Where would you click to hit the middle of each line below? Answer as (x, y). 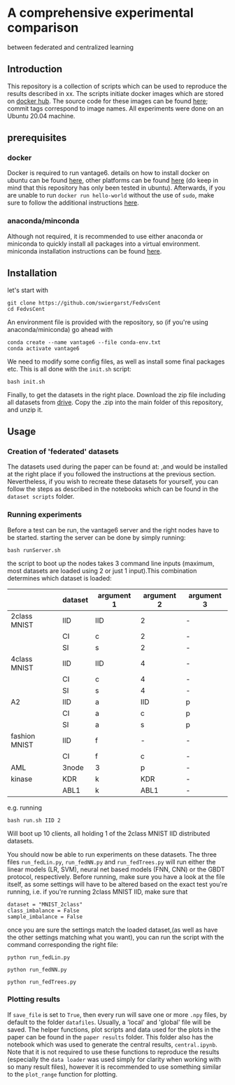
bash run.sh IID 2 (34, 820)
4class (22, 658)
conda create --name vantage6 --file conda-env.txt (84, 342)
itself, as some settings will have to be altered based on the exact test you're (117, 884)
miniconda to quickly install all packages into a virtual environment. (104, 244)
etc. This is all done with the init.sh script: (69, 368)
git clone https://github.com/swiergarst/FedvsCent (84, 303)
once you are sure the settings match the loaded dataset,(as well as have (113, 929)
